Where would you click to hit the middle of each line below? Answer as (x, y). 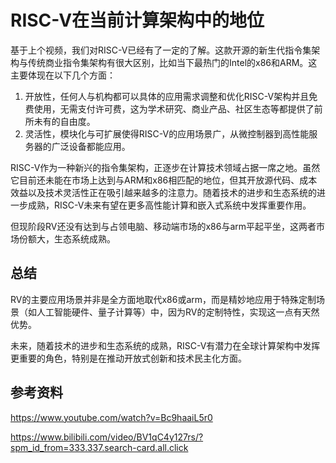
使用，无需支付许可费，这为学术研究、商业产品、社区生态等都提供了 (174, 108)
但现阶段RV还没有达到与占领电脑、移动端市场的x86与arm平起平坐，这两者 (163, 226)
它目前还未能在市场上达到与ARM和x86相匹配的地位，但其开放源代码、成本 (164, 180)
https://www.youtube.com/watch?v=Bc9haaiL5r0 (111, 417)
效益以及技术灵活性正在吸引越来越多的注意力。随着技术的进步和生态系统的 (163, 192)
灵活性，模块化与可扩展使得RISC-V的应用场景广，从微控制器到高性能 (167, 133)
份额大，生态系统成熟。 (67, 238)
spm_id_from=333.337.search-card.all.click (99, 447)
